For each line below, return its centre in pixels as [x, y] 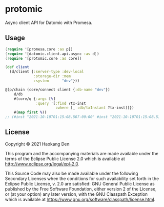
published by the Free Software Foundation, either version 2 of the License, [81, 189]
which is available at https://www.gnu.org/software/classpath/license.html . [80, 199]
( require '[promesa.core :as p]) [39, 49]
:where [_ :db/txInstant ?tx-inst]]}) [95, 108]
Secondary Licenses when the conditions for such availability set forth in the [82, 178]
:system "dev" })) [56, 81]
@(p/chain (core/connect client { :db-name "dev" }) [58, 90]
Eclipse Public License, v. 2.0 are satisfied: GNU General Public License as [80, 184]
